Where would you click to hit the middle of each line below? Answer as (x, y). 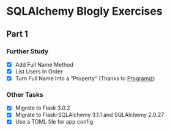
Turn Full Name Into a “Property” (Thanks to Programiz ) (85, 78)
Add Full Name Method (44, 64)
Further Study (28, 51)
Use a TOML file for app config (54, 122)
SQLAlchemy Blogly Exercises (85, 11)
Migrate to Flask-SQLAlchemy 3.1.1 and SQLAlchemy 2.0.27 (90, 115)
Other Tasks (25, 94)
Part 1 (17, 34)
